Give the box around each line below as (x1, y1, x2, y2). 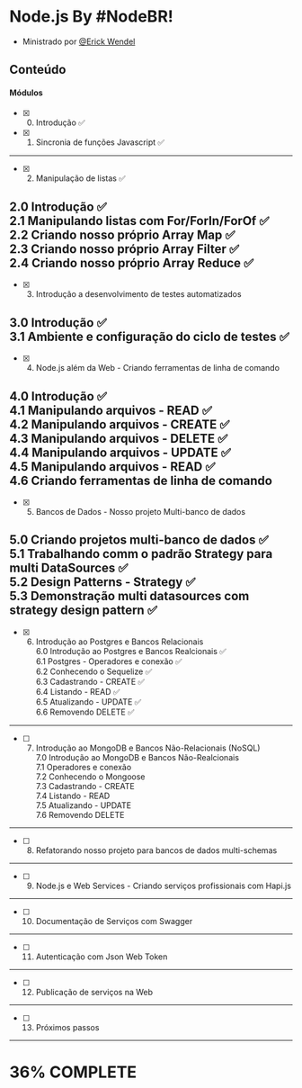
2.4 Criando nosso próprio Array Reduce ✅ (9, 255, 254, 271)
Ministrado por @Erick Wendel (22, 36, 136, 47)
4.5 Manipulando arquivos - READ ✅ (9, 459, 216, 474)
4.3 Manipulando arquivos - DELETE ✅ (9, 430, 228, 446)
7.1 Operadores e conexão (35, 761, 132, 772)
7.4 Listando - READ (35, 790, 111, 801)
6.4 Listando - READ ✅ (35, 686, 120, 697)
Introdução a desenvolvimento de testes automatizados (35, 289, 242, 300)
